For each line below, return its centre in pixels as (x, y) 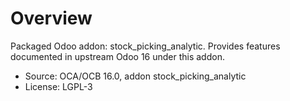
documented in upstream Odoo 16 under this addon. (117, 56)
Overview (51, 18)
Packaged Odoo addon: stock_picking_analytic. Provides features (145, 46)
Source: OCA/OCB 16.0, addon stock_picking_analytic (135, 76)
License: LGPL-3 (58, 86)
